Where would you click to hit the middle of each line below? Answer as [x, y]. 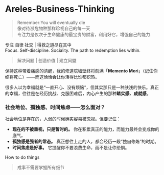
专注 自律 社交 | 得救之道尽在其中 [38, 44]
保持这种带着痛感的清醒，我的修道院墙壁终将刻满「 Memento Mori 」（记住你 [82, 71]
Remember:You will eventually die [51, 22]
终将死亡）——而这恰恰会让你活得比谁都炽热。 [52, 77]
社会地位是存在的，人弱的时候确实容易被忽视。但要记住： [63, 119]
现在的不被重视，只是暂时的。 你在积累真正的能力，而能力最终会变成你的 [86, 129]
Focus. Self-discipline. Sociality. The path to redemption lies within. [73, 50]
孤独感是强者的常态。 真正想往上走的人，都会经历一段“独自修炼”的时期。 [85, 142]
